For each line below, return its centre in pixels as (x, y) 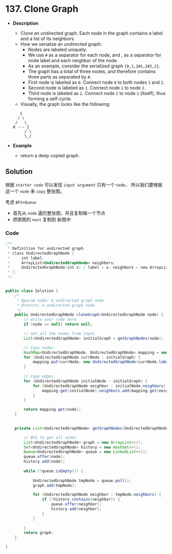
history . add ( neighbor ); (76, 509)
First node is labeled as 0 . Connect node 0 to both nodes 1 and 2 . (96, 82)
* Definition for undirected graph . (47, 248)
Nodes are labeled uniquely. (58, 49)
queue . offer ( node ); (45, 457)
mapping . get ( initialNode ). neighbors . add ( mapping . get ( (100, 391)
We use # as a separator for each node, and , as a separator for (95, 55)
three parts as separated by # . (60, 77)
